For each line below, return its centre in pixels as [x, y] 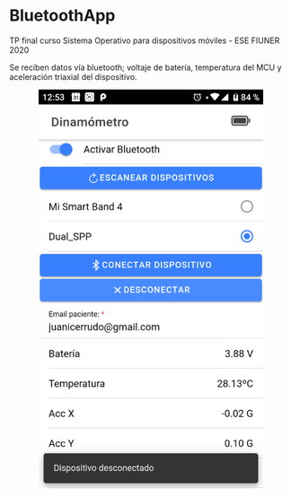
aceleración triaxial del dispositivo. [73, 76]
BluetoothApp [62, 16]
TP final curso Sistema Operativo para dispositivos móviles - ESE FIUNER [145, 40]
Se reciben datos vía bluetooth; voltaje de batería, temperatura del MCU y [145, 67]
